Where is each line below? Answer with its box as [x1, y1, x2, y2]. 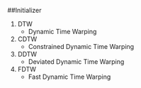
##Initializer [7, 6, 42, 14]
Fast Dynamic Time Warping [28, 72, 111, 81]
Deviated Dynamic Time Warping [28, 57, 125, 66]
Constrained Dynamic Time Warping [28, 43, 135, 50]
